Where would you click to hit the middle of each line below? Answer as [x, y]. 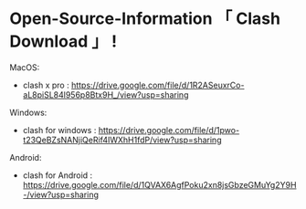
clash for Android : [58, 175]
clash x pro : [46, 85]
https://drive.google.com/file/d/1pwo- [169, 130]
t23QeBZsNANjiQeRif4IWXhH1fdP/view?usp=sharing [122, 140]
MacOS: [25, 67]
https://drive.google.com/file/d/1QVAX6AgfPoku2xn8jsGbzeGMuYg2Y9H [159, 184]
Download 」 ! [63, 42]
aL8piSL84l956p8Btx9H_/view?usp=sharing [106, 94]
